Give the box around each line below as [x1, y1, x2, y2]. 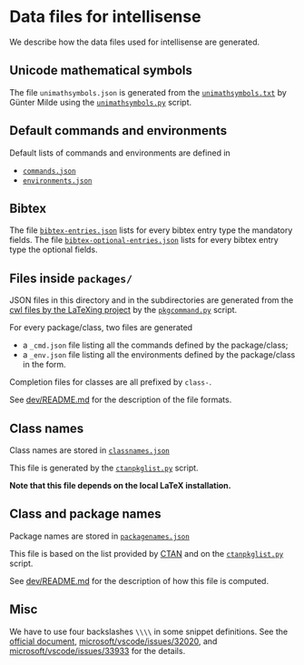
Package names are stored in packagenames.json [9, 530, 191, 541]
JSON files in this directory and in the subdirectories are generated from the [9, 295, 294, 306]
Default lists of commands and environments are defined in [9, 147, 231, 158]
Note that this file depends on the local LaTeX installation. [9, 480, 231, 490]
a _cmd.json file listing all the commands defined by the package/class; [22, 339, 289, 351]
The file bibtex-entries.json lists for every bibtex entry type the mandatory [9, 225, 293, 236]
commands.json [22, 166, 76, 176]
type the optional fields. [9, 244, 98, 256]
